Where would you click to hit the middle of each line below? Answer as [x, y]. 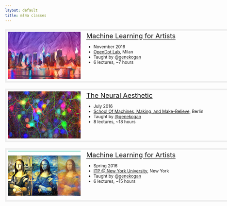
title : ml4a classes [26, 15]
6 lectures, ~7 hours [113, 62]
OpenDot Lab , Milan [113, 51]
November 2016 [109, 47]
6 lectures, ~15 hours [114, 181]
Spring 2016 [105, 166]
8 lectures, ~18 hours [114, 121]
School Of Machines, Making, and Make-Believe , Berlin [148, 111]
